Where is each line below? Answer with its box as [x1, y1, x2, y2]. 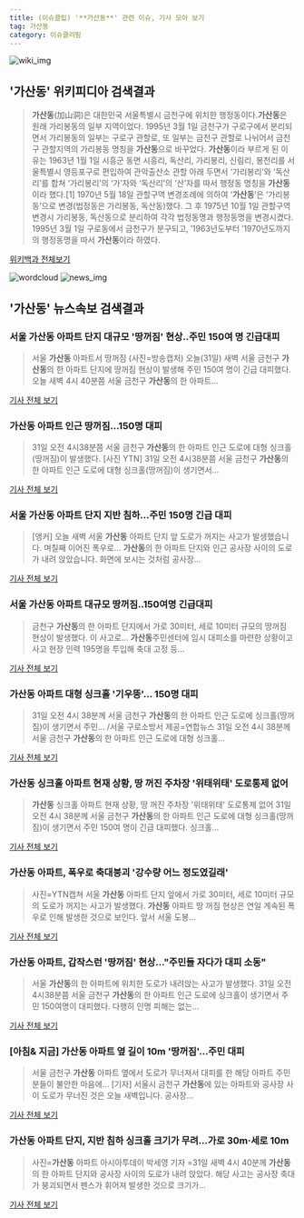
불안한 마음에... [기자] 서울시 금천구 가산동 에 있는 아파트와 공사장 [55, 1079, 284, 1090]
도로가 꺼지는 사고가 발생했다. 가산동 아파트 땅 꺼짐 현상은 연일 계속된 [41, 900, 286, 911]
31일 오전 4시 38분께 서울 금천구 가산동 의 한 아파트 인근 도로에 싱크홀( [31, 710, 280, 721]
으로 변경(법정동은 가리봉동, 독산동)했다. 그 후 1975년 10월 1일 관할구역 [41, 201, 291, 212]
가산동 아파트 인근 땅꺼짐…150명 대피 [9, 419, 163, 432]
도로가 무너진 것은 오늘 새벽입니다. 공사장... [41, 1090, 194, 1101]
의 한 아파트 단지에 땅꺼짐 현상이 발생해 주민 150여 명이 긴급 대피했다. [46, 364, 292, 374]
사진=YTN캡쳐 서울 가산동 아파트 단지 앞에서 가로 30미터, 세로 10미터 [31, 888, 278, 900]
